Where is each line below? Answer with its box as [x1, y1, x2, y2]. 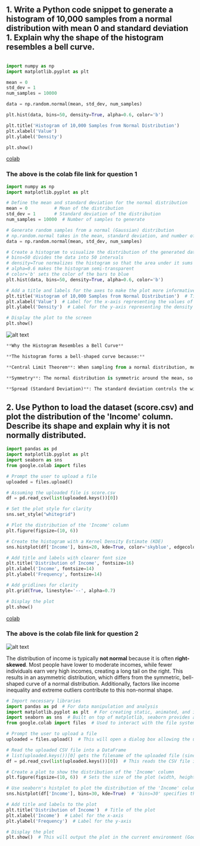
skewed [6, 661, 26, 668]
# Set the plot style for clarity [6, 506, 92, 512]
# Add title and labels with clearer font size [6, 555, 127, 561]
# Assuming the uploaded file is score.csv [6, 490, 116, 496]
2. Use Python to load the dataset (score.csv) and [6, 402, 194, 412]
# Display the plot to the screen [6, 315, 92, 321]
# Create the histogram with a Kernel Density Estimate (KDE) [6, 539, 164, 545]
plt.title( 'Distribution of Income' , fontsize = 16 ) [6, 560, 135, 567]
